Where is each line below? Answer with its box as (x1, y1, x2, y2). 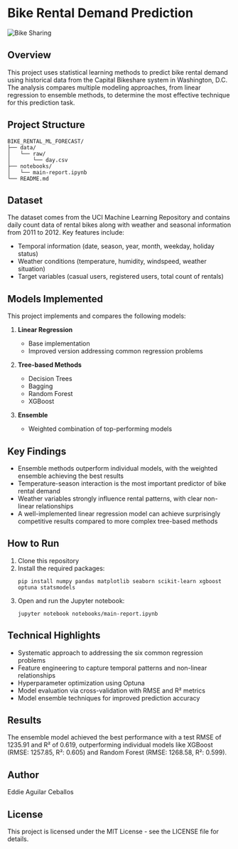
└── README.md (7, 175, 50, 182)
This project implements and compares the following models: (7, 311, 186, 321)
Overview (7, 49, 52, 61)
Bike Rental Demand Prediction (7, 5, 194, 21)
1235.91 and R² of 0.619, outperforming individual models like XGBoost (7, 741, 213, 749)
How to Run (7, 538, 60, 550)
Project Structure (7, 119, 85, 131)
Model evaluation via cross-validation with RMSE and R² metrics (17, 686, 206, 695)
